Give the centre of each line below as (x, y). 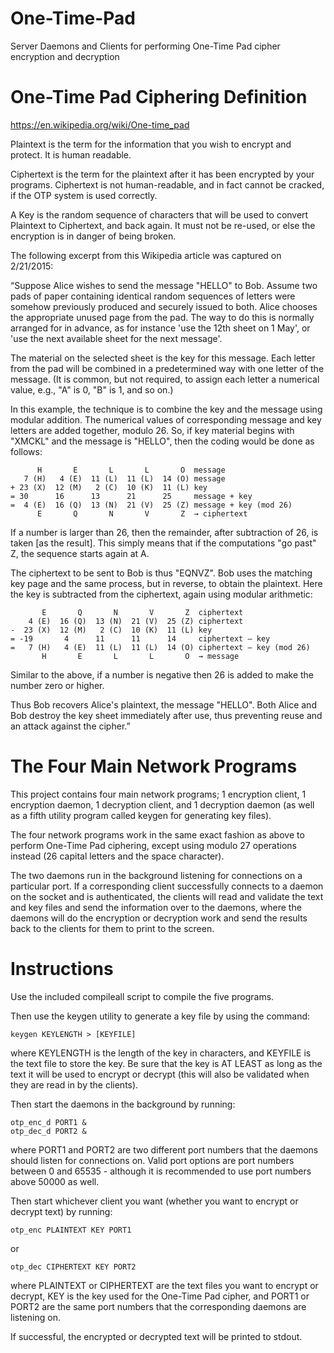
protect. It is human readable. (71, 154)
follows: (26, 451)
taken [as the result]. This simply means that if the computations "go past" (163, 543)
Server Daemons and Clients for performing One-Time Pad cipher (145, 46)
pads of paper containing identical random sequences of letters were (153, 296)
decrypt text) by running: (61, 1211)
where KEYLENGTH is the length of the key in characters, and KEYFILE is (161, 1053)
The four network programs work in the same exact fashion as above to (157, 834)
